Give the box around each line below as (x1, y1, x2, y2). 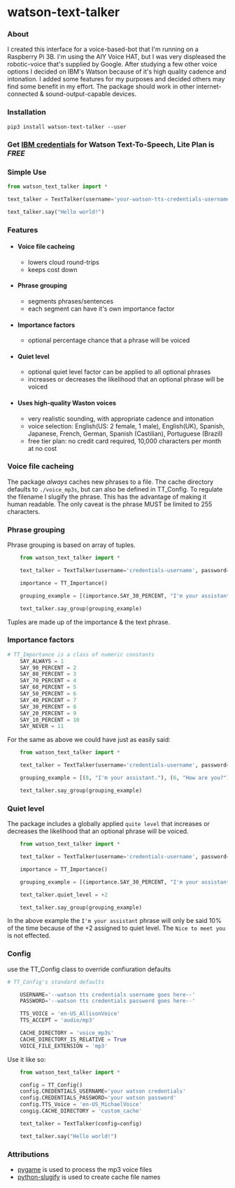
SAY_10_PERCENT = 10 (20, 716, 80, 723)
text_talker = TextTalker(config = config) (20, 1120, 142, 1127)
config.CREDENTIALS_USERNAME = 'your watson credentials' (20, 1088, 187, 1095)
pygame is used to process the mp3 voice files (17, 1165, 152, 1173)
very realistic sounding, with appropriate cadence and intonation (27, 414, 214, 423)
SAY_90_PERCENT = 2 (20, 664, 77, 671)
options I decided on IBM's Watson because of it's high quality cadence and (7, 67, 227, 76)
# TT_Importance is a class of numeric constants (7, 651, 155, 658)
